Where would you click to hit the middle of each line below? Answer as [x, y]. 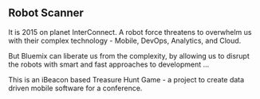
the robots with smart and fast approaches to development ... [109, 64]
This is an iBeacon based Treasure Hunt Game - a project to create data [126, 79]
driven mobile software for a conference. [75, 88]
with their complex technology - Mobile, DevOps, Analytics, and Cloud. [125, 40]
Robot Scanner [46, 13]
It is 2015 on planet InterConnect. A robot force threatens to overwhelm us [130, 32]
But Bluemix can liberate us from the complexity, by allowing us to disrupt [129, 55]
